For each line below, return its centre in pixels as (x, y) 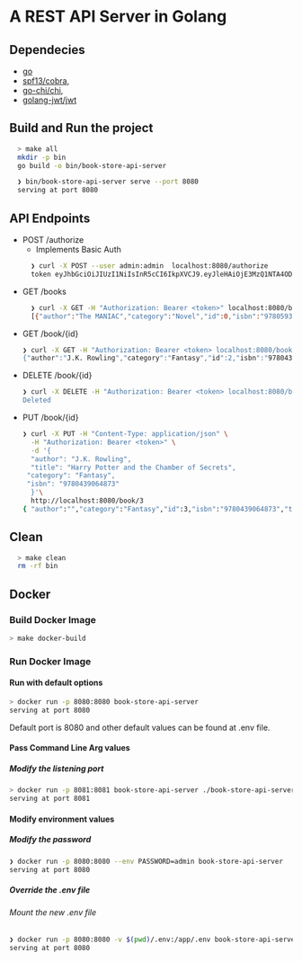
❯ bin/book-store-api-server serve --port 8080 (108, 182)
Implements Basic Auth (78, 249)
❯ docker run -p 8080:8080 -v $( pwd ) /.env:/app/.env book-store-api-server (154, 939)
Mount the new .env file (53, 912)
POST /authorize (53, 240)
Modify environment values (62, 819)
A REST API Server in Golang (118, 17)
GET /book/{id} (50, 334)
